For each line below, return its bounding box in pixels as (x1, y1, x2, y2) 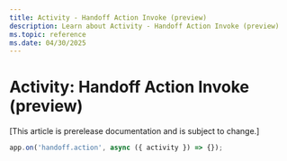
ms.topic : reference (9, 30, 87, 39)
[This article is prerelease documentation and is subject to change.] (9, 126, 260, 137)
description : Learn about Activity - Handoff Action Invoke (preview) (9, 22, 280, 31)
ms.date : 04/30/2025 (9, 38, 87, 48)
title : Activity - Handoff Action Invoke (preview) (9, 13, 207, 22)
